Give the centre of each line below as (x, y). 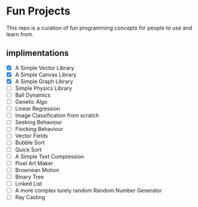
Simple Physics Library (43, 88)
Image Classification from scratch (57, 115)
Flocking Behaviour (39, 129)
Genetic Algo (31, 102)
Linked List (28, 183)
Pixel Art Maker (34, 163)
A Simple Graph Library (44, 81)
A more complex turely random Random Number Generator (88, 190)
